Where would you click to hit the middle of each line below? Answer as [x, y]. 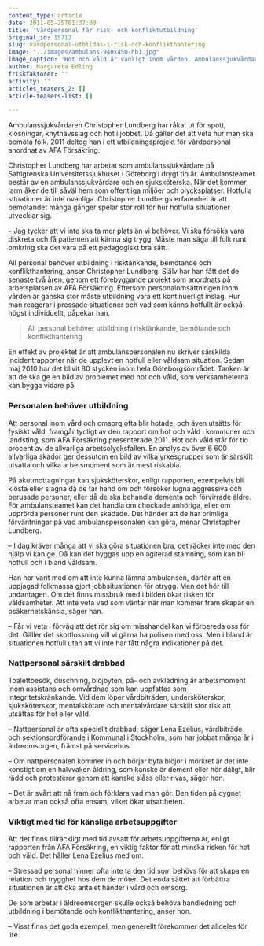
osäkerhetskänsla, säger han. [56, 611]
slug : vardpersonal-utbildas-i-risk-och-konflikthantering [107, 45]
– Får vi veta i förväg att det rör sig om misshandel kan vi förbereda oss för [129, 626]
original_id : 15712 [40, 37]
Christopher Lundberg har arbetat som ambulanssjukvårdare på [111, 165]
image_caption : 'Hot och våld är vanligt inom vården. [100, 60]
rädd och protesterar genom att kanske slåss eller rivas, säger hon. [117, 778]
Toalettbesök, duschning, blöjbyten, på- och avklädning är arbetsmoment [127, 680]
